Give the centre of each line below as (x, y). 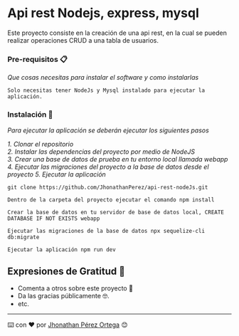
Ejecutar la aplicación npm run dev (62, 250)
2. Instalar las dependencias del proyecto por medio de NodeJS (101, 152)
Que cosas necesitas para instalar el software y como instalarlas (103, 78)
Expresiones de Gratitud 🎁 (67, 271)
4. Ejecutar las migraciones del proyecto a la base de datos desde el (108, 167)
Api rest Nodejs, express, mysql (103, 13)
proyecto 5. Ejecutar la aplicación (57, 174)
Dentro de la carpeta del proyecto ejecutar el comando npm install (111, 200)
